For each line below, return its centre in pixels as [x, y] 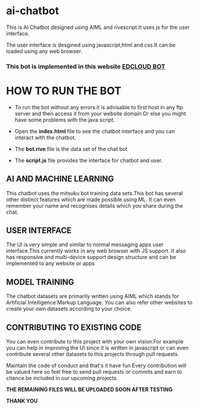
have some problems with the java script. [65, 120]
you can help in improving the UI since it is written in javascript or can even [98, 348]
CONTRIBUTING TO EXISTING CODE [74, 327]
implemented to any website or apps [51, 263]
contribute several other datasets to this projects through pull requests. [92, 354]
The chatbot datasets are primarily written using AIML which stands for [92, 296]
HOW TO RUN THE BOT [64, 91]
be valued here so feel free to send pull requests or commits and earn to [94, 372]
